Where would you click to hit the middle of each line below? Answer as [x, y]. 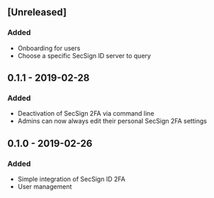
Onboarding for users [49, 48]
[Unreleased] [37, 12]
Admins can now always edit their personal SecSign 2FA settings [112, 121]
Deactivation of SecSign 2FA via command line [86, 114]
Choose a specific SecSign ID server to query [84, 55]
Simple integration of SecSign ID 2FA [71, 179]
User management [45, 187]
